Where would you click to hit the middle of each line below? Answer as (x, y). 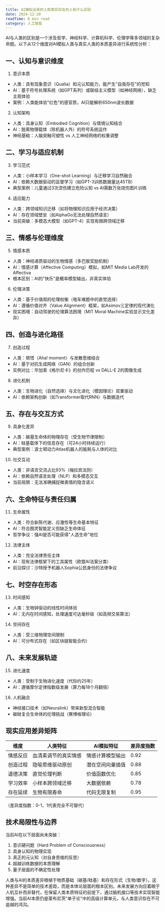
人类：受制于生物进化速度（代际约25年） (54, 681)
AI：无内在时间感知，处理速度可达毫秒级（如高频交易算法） (73, 614)
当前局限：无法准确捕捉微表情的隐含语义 (53, 482)
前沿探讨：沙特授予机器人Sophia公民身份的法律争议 (65, 568)
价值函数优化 (101, 774)
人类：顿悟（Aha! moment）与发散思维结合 (56, 358)
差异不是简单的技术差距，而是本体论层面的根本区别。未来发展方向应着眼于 (85, 886)
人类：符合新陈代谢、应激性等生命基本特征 (56, 522)
